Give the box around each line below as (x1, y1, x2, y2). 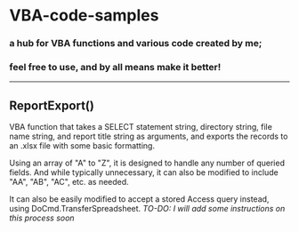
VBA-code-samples (9, 5, 159, 26)
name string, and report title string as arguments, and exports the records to (9, 131, 288, 142)
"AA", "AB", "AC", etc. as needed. (9, 177, 129, 188)
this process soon (9, 212, 75, 223)
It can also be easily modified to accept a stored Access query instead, (9, 194, 270, 204)
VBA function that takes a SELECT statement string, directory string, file (9, 122, 273, 132)
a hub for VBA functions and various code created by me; (9, 37, 263, 50)
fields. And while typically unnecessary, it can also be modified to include (9, 167, 279, 178)
